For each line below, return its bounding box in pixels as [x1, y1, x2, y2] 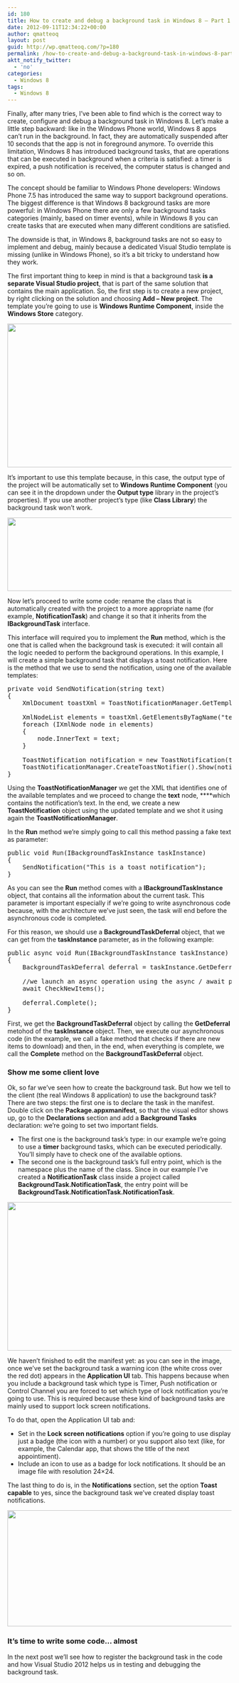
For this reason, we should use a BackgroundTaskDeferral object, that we [7, 928, 225, 937]
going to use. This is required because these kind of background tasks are [7, 1394, 225, 1403]
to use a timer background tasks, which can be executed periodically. [17, 1143, 223, 1151]
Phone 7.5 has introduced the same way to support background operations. [7, 191, 228, 200]
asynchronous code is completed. [7, 914, 107, 922]
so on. [7, 170, 26, 179]
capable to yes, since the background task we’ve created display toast [7, 1489, 215, 1497]
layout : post [7, 37, 46, 44]
